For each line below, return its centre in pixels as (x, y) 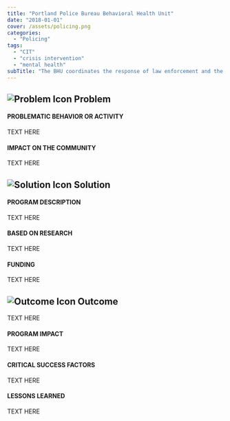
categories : (24, 33)
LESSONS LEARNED (36, 396)
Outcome (98, 301)
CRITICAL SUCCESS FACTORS (51, 364)
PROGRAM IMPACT (35, 333)
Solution (92, 184)
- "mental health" (40, 65)
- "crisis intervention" (49, 59)
